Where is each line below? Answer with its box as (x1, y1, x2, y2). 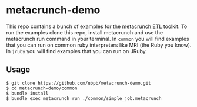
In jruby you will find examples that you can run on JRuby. (6, 47, 147, 54)
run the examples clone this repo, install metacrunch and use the (6, 29, 163, 36)
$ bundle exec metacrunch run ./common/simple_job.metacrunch (6, 95, 162, 101)
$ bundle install (6, 90, 49, 96)
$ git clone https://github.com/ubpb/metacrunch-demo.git (6, 80, 151, 86)
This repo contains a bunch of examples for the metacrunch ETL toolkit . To (6, 23, 188, 30)
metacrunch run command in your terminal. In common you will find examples (6, 35, 189, 42)
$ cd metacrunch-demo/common (6, 85, 78, 91)
